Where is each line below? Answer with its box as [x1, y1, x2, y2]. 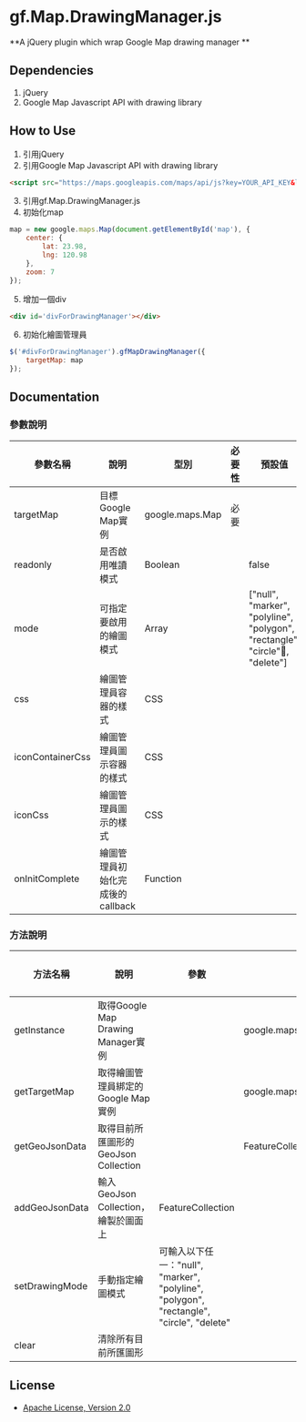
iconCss [14, 808, 49, 821]
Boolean [144, 558, 180, 571]
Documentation [9, 390, 100, 405]
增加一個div [22, 293, 66, 304]
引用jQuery [22, 148, 65, 159]
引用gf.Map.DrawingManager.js [22, 196, 141, 207]
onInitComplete [14, 872, 80, 885]
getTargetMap [14, 1085, 75, 1098]
